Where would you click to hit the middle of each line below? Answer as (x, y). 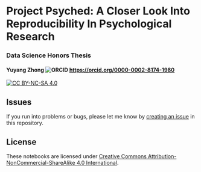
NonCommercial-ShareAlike (41, 162)
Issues (19, 102)
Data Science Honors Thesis (49, 55)
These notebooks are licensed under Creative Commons (76, 156)
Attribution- (162, 156)
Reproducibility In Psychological (89, 24)
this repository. (25, 123)
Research (31, 37)
